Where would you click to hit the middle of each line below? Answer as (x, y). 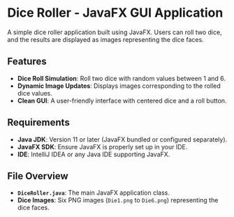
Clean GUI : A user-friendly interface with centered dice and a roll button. (122, 100)
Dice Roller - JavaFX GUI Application (115, 13)
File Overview (38, 176)
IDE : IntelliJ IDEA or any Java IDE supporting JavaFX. (94, 154)
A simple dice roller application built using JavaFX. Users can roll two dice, (115, 32)
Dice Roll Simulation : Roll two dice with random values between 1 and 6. (121, 78)
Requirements (38, 122)
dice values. (35, 93)
